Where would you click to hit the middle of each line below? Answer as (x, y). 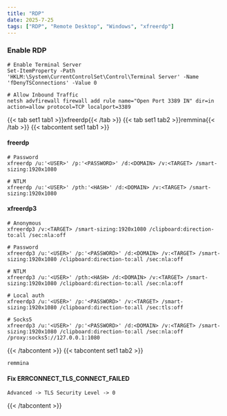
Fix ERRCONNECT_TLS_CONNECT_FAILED (68, 378)
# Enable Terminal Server (44, 65)
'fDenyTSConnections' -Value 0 (52, 83)
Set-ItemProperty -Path (41, 71)
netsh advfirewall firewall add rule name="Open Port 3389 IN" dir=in (111, 101)
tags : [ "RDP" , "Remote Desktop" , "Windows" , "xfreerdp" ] (91, 26)
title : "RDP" (26, 13)
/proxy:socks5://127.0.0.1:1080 (53, 338)
